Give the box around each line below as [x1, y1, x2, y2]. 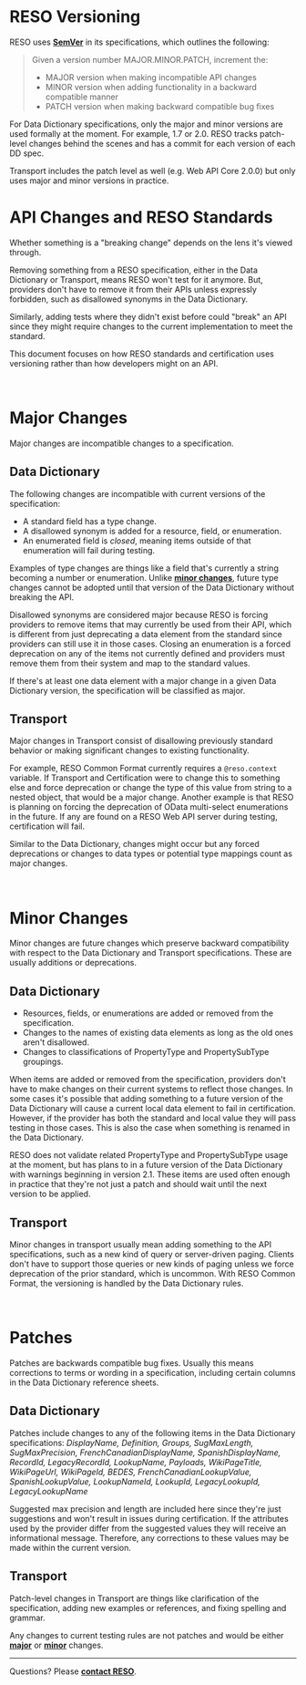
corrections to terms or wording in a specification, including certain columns [9, 1367, 296, 1378]
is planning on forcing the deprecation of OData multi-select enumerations [9, 801, 289, 812]
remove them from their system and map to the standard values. [9, 657, 250, 668]
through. [9, 246, 42, 257]
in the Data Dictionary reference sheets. [9, 1377, 159, 1388]
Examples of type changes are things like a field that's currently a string [9, 563, 280, 574]
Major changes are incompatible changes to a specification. [9, 438, 234, 449]
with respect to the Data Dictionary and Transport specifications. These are [9, 947, 292, 958]
